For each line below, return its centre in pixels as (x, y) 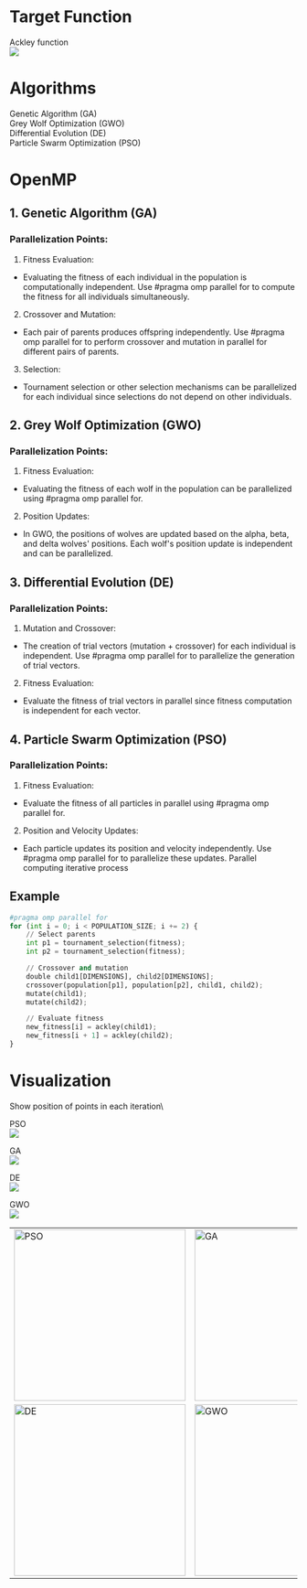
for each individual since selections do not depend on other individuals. (157, 396)
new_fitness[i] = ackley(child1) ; (91, 1027)
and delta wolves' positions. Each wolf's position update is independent (158, 544)
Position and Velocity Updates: (80, 831)
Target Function (71, 17)
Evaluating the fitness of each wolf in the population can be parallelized (157, 489)
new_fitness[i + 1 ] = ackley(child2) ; (100, 1035)
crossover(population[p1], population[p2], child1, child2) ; (144, 985)
